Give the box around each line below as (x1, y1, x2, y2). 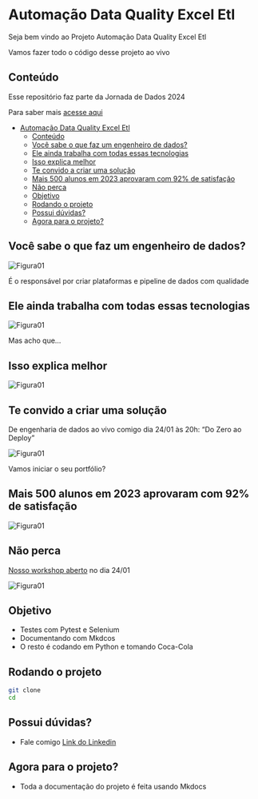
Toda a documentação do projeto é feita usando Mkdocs (19, 781, 207, 791)
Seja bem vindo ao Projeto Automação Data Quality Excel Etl (8, 32, 207, 42)
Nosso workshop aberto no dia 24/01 (8, 565, 130, 574)
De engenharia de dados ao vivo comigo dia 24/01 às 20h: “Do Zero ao (8, 425, 242, 434)
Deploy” (8, 433, 35, 443)
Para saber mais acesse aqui (8, 107, 103, 117)
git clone (8, 686, 42, 694)
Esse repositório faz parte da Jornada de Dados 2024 (8, 92, 185, 101)
